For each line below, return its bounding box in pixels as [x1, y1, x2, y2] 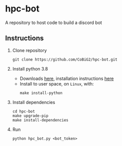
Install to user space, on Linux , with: [19, 80, 94, 86]
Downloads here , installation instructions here [19, 75, 114, 81]
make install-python [19, 90, 63, 95]
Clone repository [12, 47, 47, 53]
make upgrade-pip [12, 113, 49, 118]
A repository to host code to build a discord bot [5, 19, 102, 25]
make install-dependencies [12, 117, 69, 122]
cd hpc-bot [12, 108, 35, 114]
